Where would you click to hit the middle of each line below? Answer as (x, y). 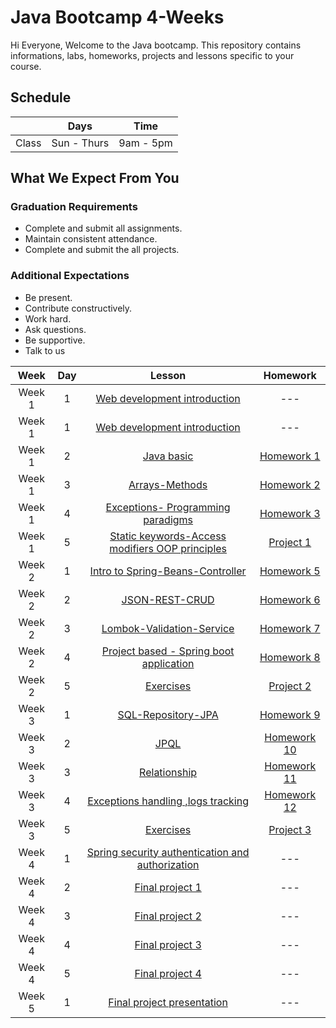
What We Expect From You (95, 178)
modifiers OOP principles (168, 548)
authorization (168, 864)
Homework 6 (290, 599)
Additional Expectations (70, 276)
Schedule (41, 97)
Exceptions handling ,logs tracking (168, 801)
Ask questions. (55, 329)
